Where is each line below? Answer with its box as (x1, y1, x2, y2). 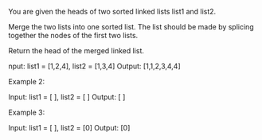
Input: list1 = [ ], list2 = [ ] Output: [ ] (8, 92, 126, 102)
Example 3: (8, 107, 45, 117)
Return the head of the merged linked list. (8, 46, 145, 55)
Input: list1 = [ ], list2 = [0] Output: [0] (8, 123, 131, 132)
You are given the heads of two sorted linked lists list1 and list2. (8, 7, 217, 16)
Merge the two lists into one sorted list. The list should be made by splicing (8, 22, 254, 31)
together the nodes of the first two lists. (8, 31, 139, 40)
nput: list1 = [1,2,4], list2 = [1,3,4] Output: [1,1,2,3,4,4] (8, 61, 181, 71)
